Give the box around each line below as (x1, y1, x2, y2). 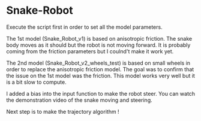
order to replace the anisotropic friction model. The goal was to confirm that (6, 65, 194, 72)
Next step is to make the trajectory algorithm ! (6, 108, 119, 115)
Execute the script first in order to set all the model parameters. (6, 23, 163, 31)
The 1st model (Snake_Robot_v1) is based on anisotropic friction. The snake (6, 35, 193, 42)
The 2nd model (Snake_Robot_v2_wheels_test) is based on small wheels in (6, 59, 191, 66)
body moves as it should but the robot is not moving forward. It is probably (6, 41, 191, 49)
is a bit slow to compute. (6, 78, 67, 86)
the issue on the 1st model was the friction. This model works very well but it (6, 72, 195, 79)
